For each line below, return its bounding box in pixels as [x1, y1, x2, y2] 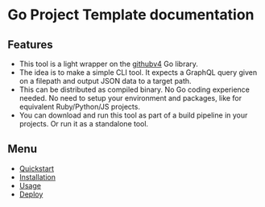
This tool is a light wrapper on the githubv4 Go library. [19, 59, 199, 68]
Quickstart [19, 164, 54, 173]
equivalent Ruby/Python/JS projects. [19, 102, 140, 111]
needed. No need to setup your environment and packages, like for [19, 93, 242, 102]
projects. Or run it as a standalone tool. [19, 119, 149, 128]
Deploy [19, 189, 43, 199]
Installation [19, 172, 56, 182]
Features [7, 38, 53, 52]
